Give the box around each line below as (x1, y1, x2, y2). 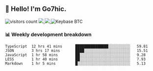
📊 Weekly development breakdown (5, 31, 92, 38)
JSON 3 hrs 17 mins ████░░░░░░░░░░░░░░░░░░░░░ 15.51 (5, 48, 148, 53)
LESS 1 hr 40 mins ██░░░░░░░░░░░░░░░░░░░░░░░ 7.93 (5, 57, 146, 62)
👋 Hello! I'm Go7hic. (5, 5, 67, 13)
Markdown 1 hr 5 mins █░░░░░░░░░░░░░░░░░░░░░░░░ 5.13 (5, 61, 146, 66)
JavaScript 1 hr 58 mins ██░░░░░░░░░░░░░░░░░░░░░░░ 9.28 (5, 52, 146, 58)
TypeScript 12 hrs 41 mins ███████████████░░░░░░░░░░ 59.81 (5, 44, 148, 49)
